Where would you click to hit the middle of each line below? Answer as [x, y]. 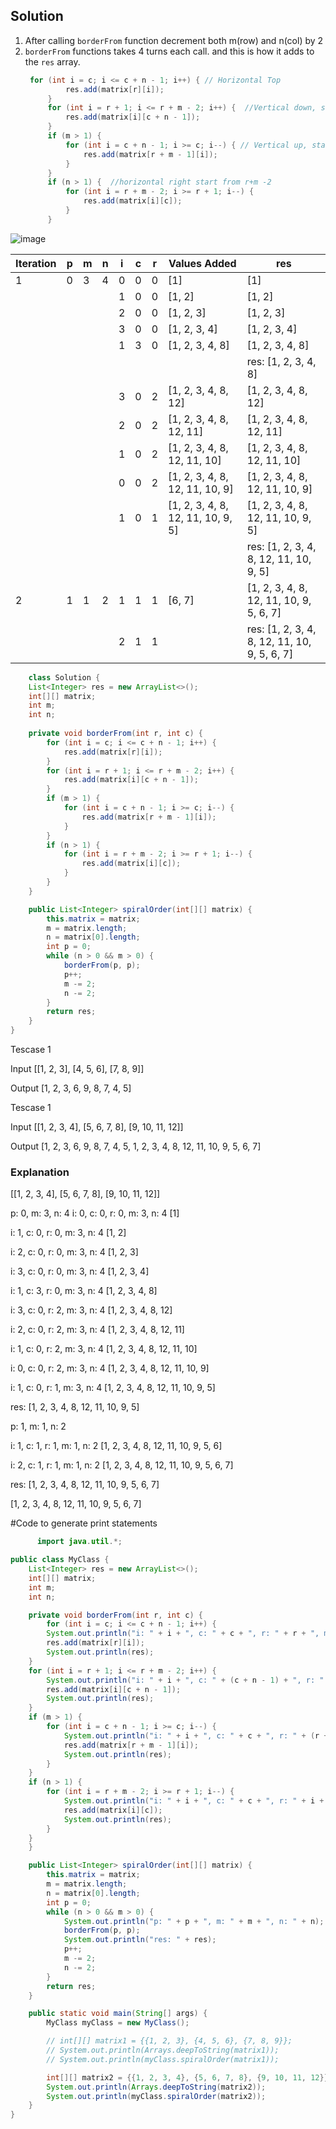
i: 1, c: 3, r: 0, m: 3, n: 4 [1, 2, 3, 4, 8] [84, 1291]
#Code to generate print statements [84, 1523]
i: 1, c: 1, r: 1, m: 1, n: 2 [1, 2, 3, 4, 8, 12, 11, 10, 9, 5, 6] [116, 1446]
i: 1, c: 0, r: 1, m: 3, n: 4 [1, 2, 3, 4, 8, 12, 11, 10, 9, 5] [113, 1388]
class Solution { [64, 677]
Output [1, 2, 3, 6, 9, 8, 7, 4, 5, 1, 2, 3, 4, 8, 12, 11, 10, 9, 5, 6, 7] [136, 1146]
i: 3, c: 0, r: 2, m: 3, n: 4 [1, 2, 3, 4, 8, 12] [91, 1310]
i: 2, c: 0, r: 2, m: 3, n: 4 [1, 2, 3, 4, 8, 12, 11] [97, 1330]
